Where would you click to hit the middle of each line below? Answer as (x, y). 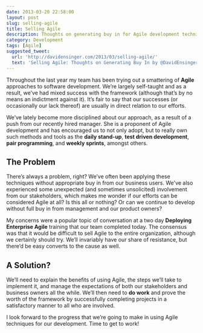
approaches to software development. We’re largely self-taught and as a (96, 86)
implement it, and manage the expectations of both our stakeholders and (97, 286)
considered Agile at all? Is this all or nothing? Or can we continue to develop (101, 202)
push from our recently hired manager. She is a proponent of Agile (89, 124)
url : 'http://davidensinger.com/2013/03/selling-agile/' (85, 57)
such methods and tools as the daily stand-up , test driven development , (98, 136)
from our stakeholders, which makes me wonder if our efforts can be (92, 196)
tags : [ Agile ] (24, 46)
